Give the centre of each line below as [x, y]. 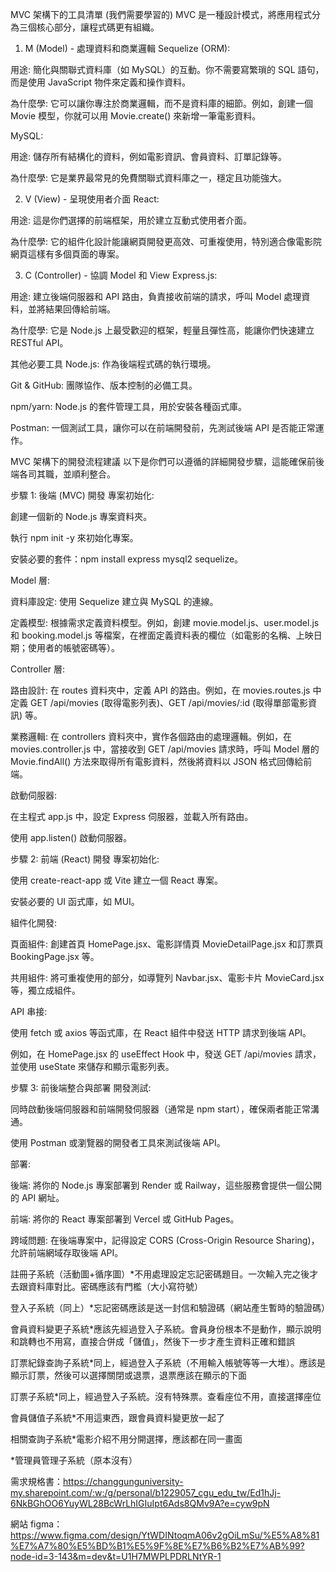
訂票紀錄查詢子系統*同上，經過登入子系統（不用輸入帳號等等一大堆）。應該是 [168, 1362]
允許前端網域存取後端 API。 [67, 1252]
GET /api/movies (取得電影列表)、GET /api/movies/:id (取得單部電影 [169, 702]
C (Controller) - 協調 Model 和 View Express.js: [121, 275]
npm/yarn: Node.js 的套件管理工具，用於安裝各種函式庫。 [128, 406]
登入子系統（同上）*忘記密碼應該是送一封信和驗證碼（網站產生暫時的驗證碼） [170, 1307]
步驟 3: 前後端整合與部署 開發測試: [81, 1087]
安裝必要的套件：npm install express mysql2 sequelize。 [127, 559]
